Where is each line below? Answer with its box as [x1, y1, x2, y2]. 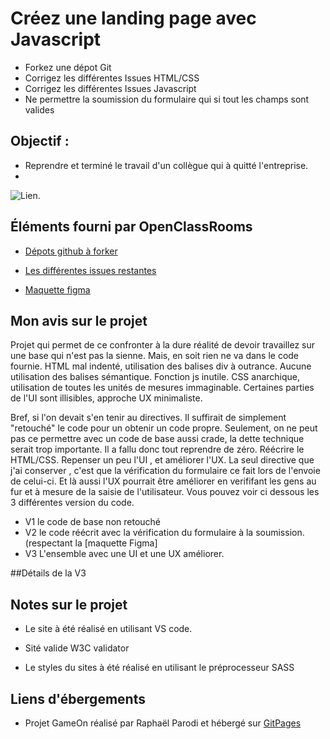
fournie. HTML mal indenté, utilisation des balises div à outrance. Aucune [10, 360, 312, 372]
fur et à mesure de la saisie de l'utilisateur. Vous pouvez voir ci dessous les [10, 486, 320, 498]
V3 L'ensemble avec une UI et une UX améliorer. [24, 548, 225, 560]
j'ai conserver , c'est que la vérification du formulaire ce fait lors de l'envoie [10, 465, 321, 477]
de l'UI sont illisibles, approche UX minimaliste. [10, 392, 203, 404]
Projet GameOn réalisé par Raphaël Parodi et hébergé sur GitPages [24, 717, 302, 729]
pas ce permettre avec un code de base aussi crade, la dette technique [10, 433, 305, 445]
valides [24, 103, 55, 116]
